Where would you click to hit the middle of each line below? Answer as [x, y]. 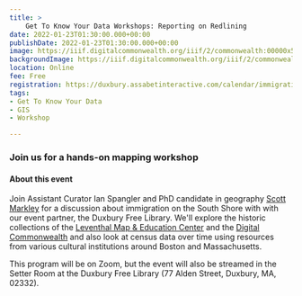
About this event [41, 179]
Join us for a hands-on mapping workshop [104, 157]
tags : [19, 93]
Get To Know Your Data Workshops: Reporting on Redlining [136, 26]
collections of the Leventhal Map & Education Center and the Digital [134, 228]
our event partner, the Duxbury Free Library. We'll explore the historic [138, 218]
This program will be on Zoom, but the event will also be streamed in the [143, 264]
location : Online [42, 68]
